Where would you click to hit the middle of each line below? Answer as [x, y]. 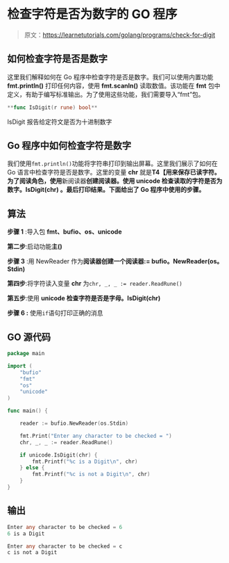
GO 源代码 [29, 337]
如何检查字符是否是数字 [57, 59]
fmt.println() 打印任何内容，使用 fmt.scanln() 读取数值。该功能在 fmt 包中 [114, 85]
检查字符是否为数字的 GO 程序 [92, 14]
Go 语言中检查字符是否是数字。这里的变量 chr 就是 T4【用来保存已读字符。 [114, 172]
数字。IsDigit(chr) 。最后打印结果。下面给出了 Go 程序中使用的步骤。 [106, 190]
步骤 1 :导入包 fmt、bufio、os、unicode [65, 232]
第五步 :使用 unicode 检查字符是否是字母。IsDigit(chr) [84, 298]
